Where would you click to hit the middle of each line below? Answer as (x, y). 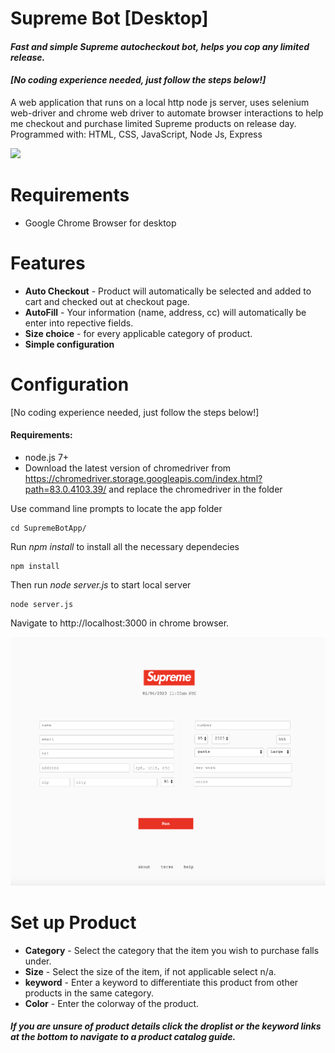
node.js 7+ (47, 457)
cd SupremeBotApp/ (48, 528)
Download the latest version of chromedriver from (128, 468)
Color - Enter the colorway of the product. (112, 1003)
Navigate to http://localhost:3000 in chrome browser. (120, 623)
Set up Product (73, 922)
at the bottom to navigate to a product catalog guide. (123, 1037)
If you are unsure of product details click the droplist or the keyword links (166, 1026)
